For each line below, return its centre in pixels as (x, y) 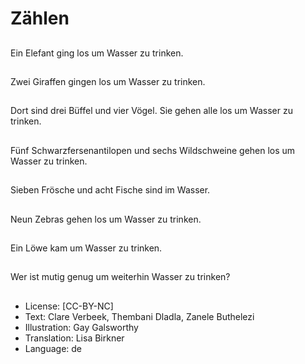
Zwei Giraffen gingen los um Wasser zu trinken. (108, 81)
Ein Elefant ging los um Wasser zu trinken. (97, 53)
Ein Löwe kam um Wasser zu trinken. (86, 248)
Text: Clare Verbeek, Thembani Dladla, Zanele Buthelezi (139, 316)
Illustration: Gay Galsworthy (81, 327)
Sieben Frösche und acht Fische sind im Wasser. (110, 190)
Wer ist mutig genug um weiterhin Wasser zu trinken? (120, 277)
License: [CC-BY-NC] (69, 306)
